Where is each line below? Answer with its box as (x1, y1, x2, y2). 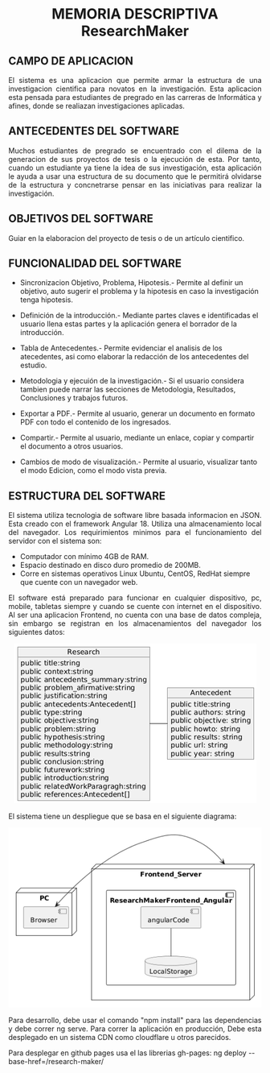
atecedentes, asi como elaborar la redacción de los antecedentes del (19, 352, 249, 362)
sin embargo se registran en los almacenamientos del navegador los (8, 619, 262, 628)
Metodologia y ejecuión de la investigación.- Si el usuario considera (19, 376, 245, 386)
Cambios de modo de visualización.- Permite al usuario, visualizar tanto (19, 457, 258, 467)
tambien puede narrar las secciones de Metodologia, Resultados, (19, 384, 236, 395)
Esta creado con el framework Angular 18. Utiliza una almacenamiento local (8, 519, 262, 528)
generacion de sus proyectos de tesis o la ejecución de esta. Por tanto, (8, 154, 262, 164)
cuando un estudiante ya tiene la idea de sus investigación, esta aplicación (8, 163, 262, 172)
